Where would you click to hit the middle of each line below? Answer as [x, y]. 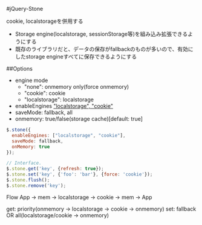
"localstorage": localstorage [59, 100]
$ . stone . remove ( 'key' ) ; [36, 185]
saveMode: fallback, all [44, 112]
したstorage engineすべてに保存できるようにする [76, 56]
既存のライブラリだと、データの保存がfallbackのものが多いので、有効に [104, 49]
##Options [20, 68]
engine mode [31, 80]
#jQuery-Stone [25, 9]
